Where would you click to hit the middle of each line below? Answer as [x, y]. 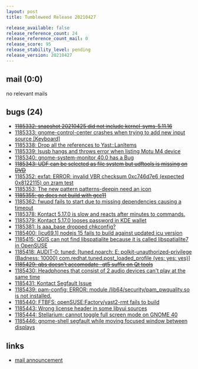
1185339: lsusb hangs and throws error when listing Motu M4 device [98, 151]
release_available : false [38, 28]
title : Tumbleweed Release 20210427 [51, 17]
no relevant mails [27, 93]
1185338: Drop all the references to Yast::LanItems [76, 145]
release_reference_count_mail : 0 [47, 39]
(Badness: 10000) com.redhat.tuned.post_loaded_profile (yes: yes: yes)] [102, 258]
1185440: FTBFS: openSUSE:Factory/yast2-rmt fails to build [87, 302]
